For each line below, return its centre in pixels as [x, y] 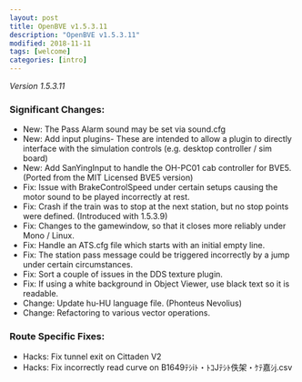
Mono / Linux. [48, 236]
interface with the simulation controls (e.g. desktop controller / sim [147, 149]
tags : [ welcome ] [40, 52]
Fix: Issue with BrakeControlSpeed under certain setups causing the [150, 187]
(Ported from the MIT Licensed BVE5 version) [108, 177]
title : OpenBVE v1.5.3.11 [58, 26]
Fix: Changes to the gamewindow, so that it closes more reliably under [154, 226]
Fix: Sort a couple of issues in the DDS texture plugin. [122, 275]
